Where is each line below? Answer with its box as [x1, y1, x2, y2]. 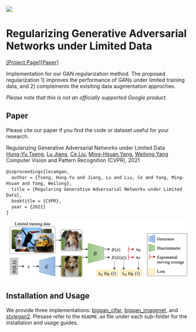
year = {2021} [11, 204, 46, 210]
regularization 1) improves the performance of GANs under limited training [6, 76, 185, 83]
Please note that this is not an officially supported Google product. [6, 94, 167, 101]
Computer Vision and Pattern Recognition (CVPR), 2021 [6, 157, 140, 164]
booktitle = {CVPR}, [11, 198, 62, 204]
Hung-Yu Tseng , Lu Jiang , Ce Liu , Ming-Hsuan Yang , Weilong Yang [6, 150, 168, 157]
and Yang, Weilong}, [21, 180, 72, 187]
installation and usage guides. [6, 319, 79, 326]
